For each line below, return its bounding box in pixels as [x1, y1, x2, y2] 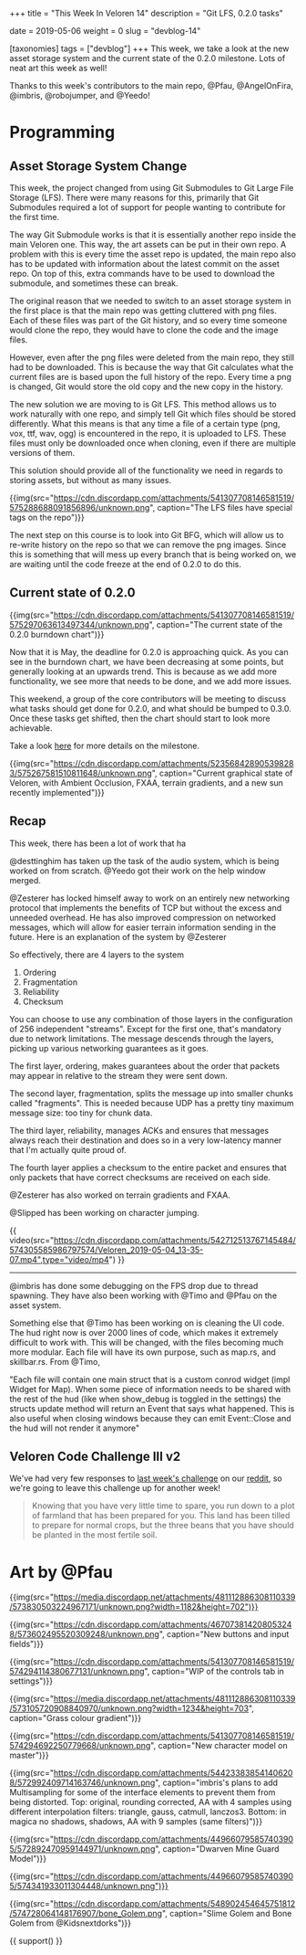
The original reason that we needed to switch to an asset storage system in [9, 296, 291, 306]
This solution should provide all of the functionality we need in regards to [9, 465, 284, 476]
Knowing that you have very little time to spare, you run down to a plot [31, 1500, 295, 1511]
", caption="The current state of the [148, 618, 283, 629]
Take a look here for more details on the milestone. [9, 740, 200, 751]
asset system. [9, 1299, 62, 1310]
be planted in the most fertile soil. [31, 1529, 158, 1540]
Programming [9, 122, 116, 143]
